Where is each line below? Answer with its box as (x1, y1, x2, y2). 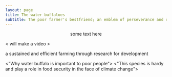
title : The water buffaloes (5, 12, 66, 17)
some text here (70, 31, 102, 37)
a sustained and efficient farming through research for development (5, 50, 148, 57)
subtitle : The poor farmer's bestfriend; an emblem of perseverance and (5, 17, 164, 22)
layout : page (5, 7, 33, 13)
